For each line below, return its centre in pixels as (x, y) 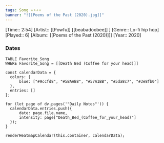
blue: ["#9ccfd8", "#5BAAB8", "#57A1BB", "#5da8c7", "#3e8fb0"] (89, 81)
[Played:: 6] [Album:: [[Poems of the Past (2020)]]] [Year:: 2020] (73, 35)
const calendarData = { (31, 73)
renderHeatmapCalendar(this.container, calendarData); (65, 135)
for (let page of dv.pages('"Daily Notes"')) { (57, 104)
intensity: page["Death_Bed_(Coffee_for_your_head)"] (78, 117)
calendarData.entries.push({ (41, 109)
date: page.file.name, (43, 113)
